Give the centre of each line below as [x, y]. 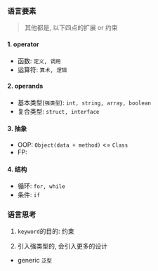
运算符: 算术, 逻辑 [42, 70]
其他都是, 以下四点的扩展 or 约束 [71, 28]
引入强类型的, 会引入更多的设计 [62, 246]
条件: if [29, 195]
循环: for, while [41, 186]
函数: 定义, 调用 [39, 60]
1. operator [24, 44]
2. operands [25, 86]
